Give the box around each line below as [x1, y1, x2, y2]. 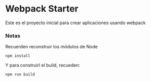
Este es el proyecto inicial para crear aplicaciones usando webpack [5, 20, 146, 26]
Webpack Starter [5, 3, 79, 15]
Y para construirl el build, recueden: [5, 62, 80, 68]
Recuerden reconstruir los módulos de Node [5, 44, 98, 50]
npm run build [5, 72, 35, 77]
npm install [5, 53, 30, 58]
